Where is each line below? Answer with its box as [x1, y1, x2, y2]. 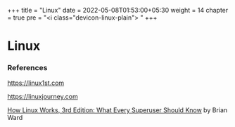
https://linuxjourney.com [7, 93, 79, 101]
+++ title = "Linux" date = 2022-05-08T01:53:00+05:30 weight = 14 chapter [7, 6, 229, 14]
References [7, 63, 48, 73]
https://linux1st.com [7, 79, 65, 87]
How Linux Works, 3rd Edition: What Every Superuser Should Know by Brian [7, 106, 228, 114]
